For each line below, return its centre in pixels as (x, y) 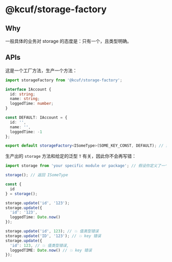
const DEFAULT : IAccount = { (36, 118)
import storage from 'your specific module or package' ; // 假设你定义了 (83, 166)
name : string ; (25, 99)
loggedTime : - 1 (26, 132)
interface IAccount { (28, 89)
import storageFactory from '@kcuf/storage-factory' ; (64, 80)
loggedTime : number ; (32, 104)
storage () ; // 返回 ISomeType (37, 175)
